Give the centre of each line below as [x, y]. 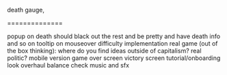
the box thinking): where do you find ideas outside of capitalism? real [104, 51]
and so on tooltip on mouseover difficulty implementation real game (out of [112, 43]
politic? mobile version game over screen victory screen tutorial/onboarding [114, 58]
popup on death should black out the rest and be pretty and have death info [114, 36]
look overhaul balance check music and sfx [68, 65]
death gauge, [26, 10]
